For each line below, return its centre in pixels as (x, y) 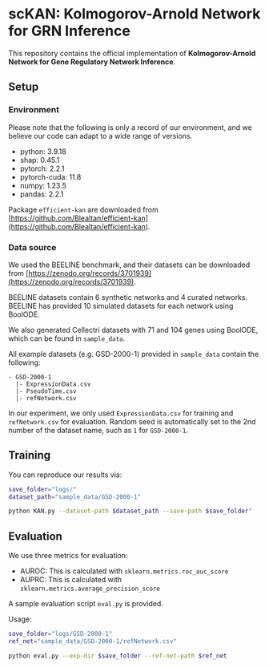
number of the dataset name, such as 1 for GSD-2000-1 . (98, 430)
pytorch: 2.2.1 (42, 168)
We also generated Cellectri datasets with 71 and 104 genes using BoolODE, (133, 330)
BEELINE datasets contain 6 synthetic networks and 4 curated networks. (128, 297)
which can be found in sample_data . (67, 338)
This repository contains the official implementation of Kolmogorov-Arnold (132, 53)
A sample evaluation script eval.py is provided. (86, 604)
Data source (32, 247)
